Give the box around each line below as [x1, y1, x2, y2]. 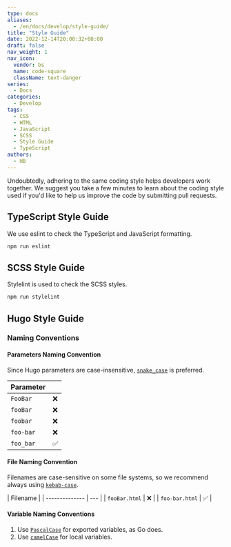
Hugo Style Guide [7, 312, 84, 324]
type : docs [7, 10, 39, 17]
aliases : [7, 17, 32, 23]
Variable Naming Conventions [7, 510, 95, 518]
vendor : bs [13, 61, 45, 68]
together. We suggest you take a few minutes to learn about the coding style [7, 183, 224, 192]
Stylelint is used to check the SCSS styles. [7, 280, 128, 288]
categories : [7, 94, 41, 101]
